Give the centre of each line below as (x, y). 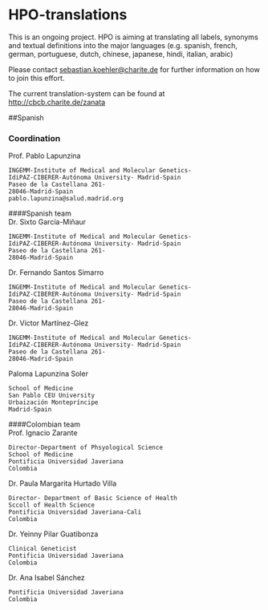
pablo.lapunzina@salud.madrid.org (66, 199)
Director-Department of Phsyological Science (85, 448)
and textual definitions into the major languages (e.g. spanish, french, (123, 45)
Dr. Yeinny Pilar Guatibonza (53, 534)
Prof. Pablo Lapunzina (45, 156)
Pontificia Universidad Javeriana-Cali (75, 512)
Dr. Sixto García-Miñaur (47, 222)
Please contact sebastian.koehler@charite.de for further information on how (134, 69)
